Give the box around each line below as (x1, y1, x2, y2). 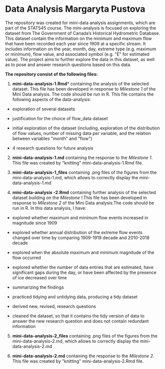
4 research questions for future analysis (12, 145, 94, 151)
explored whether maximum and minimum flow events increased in (12, 214, 149, 220)
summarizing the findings (12, 284, 64, 290)
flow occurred (12, 255, 41, 261)
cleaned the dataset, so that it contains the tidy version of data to (12, 313, 145, 319)
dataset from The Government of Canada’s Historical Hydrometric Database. (5, 30, 160, 36)
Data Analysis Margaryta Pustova (5, 3, 145, 15)
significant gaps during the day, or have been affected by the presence (12, 269, 157, 275)
